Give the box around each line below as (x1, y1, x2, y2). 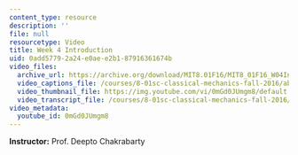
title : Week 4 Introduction (9, 46, 114, 55)
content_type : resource (9, 12, 98, 22)
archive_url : (17, 71, 66, 80)
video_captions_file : (17, 79, 98, 88)
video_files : (9, 63, 58, 72)
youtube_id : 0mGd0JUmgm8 (17, 112, 109, 120)
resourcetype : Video (9, 37, 86, 47)
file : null (9, 29, 50, 38)
